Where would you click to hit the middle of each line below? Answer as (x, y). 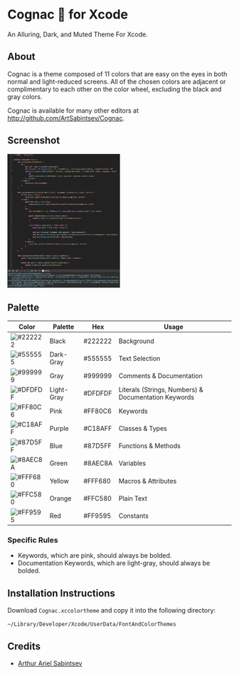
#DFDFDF (98, 393)
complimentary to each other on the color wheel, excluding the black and (115, 89)
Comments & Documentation (160, 376)
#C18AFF (98, 428)
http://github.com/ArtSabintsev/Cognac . (66, 118)
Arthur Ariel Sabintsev (50, 663)
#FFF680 (97, 481)
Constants (134, 516)
